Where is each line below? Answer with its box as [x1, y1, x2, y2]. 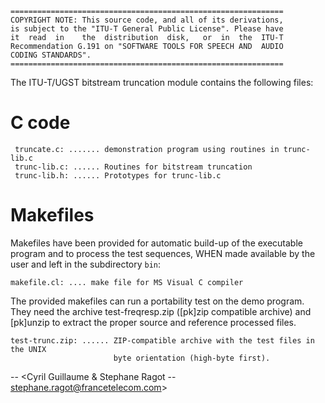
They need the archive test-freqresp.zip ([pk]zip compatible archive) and [10, 305, 312, 317]
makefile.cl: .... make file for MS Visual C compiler [10, 277, 244, 287]
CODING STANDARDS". [10, 50, 92, 60]
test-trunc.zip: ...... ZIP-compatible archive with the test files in [10, 335, 315, 346]
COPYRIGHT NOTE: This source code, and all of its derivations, [10, 15, 284, 25]
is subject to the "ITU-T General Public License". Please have [10, 24, 284, 34]
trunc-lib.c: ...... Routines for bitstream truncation [14, 162, 253, 172]
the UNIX [10, 344, 47, 354]
